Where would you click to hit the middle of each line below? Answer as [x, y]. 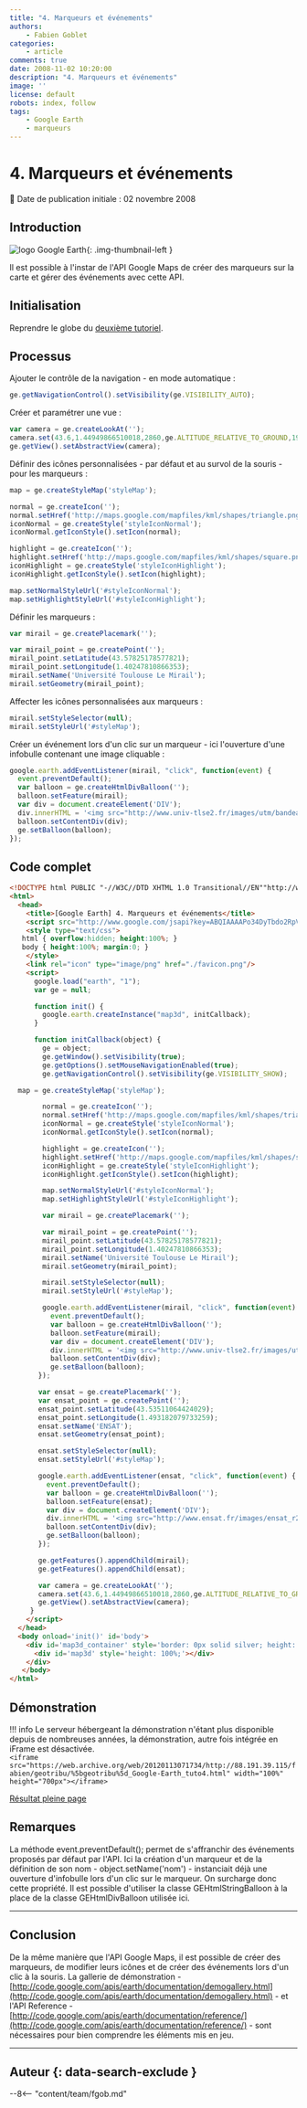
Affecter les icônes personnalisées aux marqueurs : [106, 701]
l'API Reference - [41, 2006]
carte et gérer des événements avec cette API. [97, 277]
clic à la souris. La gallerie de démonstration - [95, 1976]
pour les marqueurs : [49, 473]
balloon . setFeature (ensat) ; [100, 1501]
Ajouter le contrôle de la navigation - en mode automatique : [122, 378]
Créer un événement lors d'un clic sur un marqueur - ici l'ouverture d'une [147, 744]
